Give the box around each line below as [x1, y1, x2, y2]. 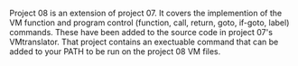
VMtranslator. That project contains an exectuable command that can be [9, 36, 279, 47]
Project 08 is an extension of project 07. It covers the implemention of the [9, 8, 283, 18]
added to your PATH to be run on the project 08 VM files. [9, 46, 221, 57]
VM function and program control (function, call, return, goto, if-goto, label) [9, 17, 290, 28]
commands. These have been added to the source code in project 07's [9, 27, 274, 37]
